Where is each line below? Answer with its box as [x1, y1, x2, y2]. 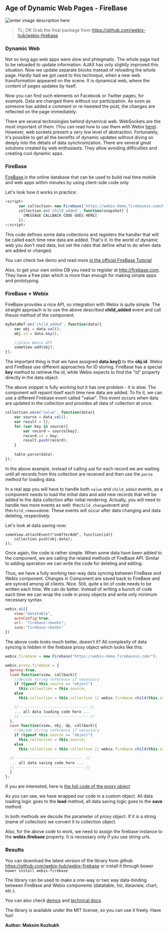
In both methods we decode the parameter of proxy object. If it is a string [5, 814, 156, 820]
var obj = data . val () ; [14, 326, 61, 332]
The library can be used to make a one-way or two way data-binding [5, 877, 147, 883]
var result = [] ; [14, 419, 50, 424]
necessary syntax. [5, 596, 43, 602]
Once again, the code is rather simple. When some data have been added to [5, 549, 162, 556]
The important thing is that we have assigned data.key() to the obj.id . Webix [5, 359, 163, 365]
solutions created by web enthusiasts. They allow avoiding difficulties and [5, 145, 157, 151]
